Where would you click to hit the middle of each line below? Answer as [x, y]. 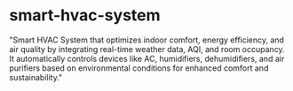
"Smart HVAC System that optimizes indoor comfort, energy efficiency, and [146, 40]
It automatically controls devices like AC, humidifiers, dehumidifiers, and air [147, 58]
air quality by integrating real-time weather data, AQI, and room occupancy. [147, 49]
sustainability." [36, 77]
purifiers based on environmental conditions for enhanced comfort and [139, 68]
